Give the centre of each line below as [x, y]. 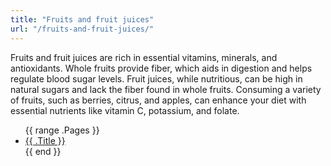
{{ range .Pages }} [62, 130]
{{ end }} [43, 151]
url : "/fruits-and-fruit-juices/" [82, 29]
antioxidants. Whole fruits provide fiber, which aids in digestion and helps [161, 68]
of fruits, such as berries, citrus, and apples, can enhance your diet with [158, 100]
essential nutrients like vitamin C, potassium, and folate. [125, 110]
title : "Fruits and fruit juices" [82, 19]
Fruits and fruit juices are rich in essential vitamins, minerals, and [144, 57]
